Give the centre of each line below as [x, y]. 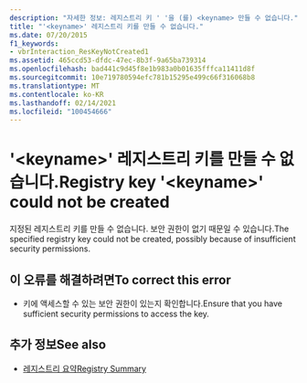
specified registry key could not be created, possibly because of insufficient [153, 239]
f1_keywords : [34, 43]
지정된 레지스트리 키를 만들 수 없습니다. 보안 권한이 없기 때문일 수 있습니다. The [149, 229]
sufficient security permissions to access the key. [116, 314]
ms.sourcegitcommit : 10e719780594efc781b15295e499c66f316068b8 [132, 78]
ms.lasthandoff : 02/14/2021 [63, 103]
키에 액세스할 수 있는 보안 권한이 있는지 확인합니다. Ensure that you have [153, 303]
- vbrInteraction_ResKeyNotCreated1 [79, 52]
